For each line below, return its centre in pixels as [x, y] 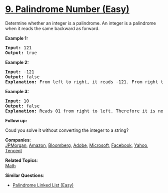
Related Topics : [22, 160]
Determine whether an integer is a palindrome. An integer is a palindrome [81, 23]
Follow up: [16, 120]
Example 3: [17, 91]
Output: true [21, 53]
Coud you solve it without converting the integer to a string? [67, 130]
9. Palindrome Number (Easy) [67, 9]
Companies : [18, 140]
